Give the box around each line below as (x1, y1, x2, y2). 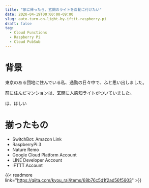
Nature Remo (12, 147, 39, 152)
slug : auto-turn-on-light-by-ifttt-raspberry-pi (5, 16, 107, 21)
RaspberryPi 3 (12, 141, 42, 147)
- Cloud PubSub (9, 39, 41, 44)
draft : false (5, 21, 32, 26)
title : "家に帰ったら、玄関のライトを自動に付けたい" (5, 7, 102, 12)
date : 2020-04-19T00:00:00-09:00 (5, 12, 74, 17)
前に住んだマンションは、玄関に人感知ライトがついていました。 (5, 90, 134, 96)
